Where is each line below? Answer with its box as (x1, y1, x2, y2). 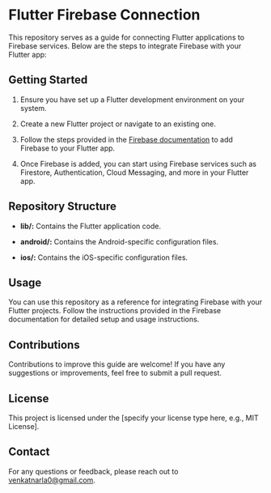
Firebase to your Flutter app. (19, 143, 116, 153)
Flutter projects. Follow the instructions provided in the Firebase (8, 306, 221, 316)
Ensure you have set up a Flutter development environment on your (19, 95, 245, 104)
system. (19, 103, 47, 113)
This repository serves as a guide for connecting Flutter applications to (8, 32, 245, 42)
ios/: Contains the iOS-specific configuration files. (19, 253, 188, 262)
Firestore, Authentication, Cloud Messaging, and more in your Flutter (19, 168, 249, 177)
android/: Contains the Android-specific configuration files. (19, 236, 219, 246)
